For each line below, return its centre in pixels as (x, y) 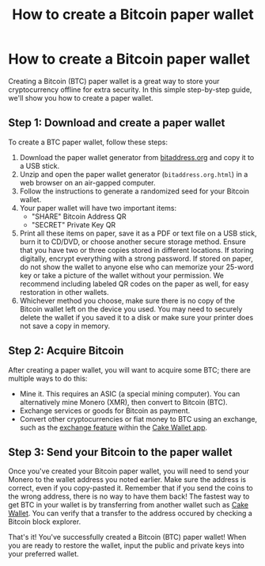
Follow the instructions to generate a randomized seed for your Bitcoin (134, 191)
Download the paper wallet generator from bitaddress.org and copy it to (137, 157)
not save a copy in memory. (65, 326)
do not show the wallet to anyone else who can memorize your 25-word (137, 266)
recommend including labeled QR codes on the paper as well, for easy (134, 284)
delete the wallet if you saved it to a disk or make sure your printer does (136, 317)
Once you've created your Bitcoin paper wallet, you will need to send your (129, 471)
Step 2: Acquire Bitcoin (66, 351)
